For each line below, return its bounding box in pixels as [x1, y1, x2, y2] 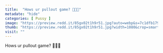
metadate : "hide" [5, 12, 40, 16]
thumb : [5, 25, 18, 30]
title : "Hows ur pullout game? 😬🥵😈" [5, 7, 81, 12]
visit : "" [5, 29, 25, 34]
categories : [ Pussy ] [5, 16, 51, 21]
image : [5, 20, 18, 26]
